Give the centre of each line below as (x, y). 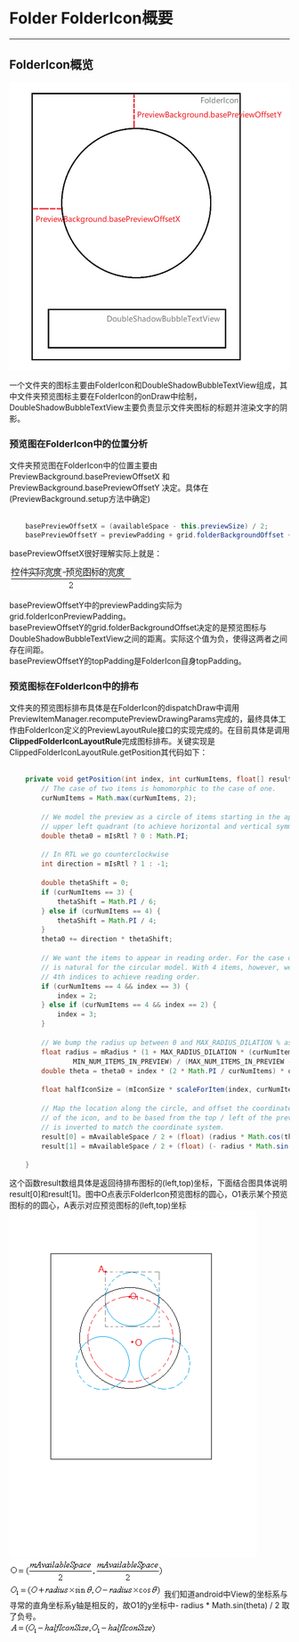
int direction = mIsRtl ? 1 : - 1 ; (105, 864)
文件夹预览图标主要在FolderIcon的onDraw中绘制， (109, 397)
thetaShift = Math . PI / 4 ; (107, 920)
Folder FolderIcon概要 (91, 18)
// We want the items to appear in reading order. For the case (163, 958)
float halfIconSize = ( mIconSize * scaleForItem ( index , (147, 1090)
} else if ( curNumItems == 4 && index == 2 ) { (129, 1005)
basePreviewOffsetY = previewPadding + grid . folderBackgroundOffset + (159, 536)
